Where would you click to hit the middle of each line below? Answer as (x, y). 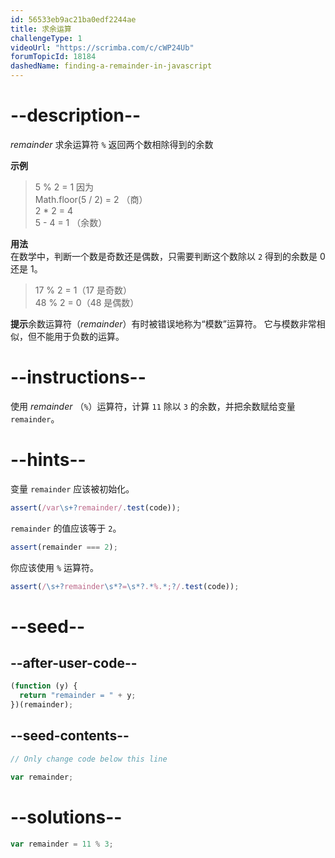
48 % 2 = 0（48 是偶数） (87, 302)
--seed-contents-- (70, 736)
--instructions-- (78, 377)
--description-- (76, 115)
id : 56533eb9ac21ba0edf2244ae (73, 19)
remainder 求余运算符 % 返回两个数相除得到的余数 (112, 144)
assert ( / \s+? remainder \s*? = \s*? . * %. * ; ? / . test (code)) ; (125, 586)
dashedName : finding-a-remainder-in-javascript (111, 66)
